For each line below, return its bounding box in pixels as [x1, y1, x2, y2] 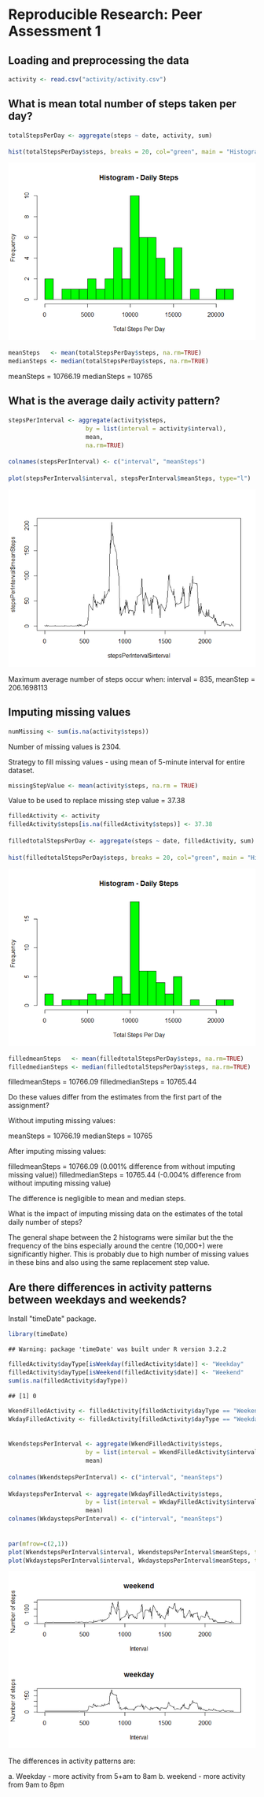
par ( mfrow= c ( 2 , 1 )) [8, 1539, 68, 1548]
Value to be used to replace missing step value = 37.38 [8, 796, 185, 805]
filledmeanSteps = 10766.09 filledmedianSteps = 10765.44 [8, 1077, 197, 1087]
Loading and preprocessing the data [8, 54, 189, 67]
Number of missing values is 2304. [8, 742, 122, 751]
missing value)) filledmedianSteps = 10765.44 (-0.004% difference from [8, 1170, 242, 1180]
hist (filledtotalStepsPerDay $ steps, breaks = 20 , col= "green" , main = [8, 854, 244, 861]
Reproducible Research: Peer [8, 6, 203, 24]
